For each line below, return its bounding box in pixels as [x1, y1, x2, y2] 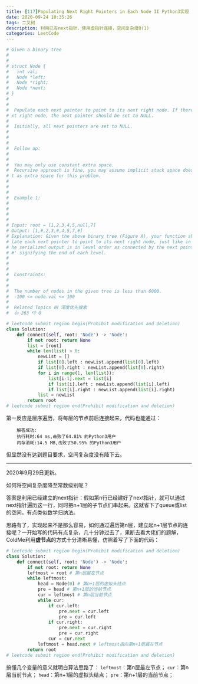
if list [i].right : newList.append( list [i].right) [48, 387, 176, 392]
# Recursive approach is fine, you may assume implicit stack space [6, 168, 181, 174]
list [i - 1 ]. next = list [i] [48, 375, 112, 381]
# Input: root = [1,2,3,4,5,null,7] [6, 222, 96, 228]
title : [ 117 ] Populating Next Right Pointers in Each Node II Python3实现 [6, 8, 190, 15]
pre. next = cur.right [58, 625, 112, 631]
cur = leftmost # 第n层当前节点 [37, 592, 112, 598]
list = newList [37, 392, 75, 398]
